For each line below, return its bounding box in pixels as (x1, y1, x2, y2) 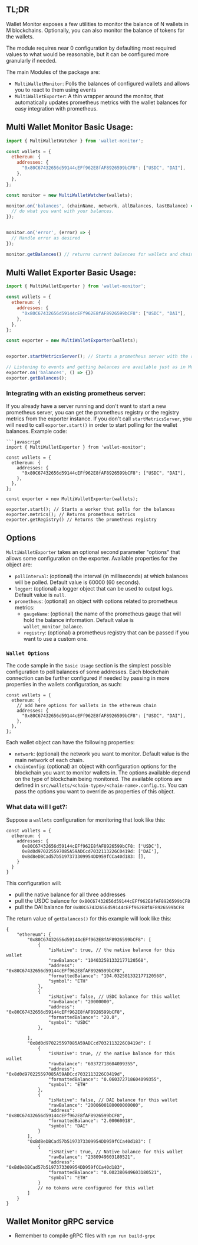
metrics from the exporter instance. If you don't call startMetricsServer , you (6, 415, 192, 422)
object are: (6, 561, 32, 568)
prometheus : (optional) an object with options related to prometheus (14, 597, 178, 605)
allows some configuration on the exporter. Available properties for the (6, 555, 178, 562)
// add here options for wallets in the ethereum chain (16, 703, 157, 709)
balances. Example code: (6, 428, 68, 435)
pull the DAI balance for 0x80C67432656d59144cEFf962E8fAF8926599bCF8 (14, 903, 184, 910)
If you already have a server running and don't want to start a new (6, 403, 167, 410)
